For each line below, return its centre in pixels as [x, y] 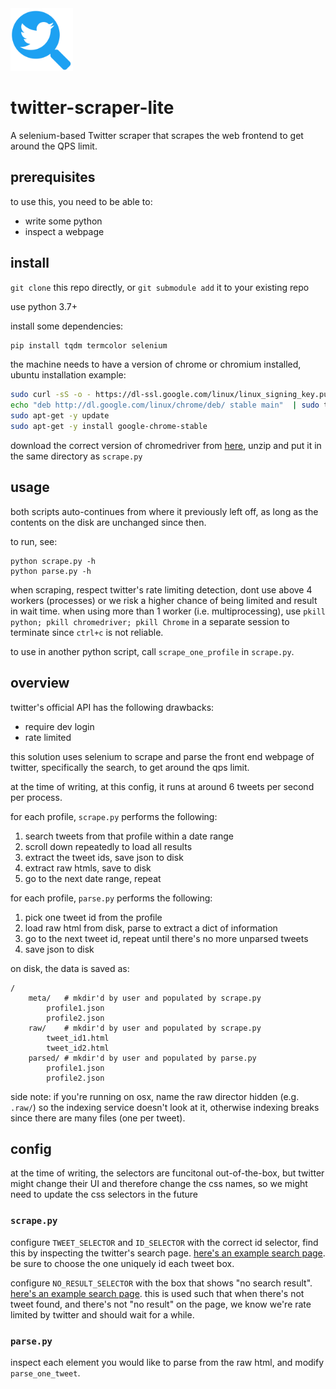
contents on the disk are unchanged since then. [108, 522]
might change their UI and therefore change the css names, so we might [159, 1184]
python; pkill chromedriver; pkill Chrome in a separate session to [150, 621]
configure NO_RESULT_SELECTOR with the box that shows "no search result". [161, 1283]
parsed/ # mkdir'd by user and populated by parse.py [142, 1058]
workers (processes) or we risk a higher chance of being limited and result [164, 600]
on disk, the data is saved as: [70, 968]
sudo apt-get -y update [60, 416]
